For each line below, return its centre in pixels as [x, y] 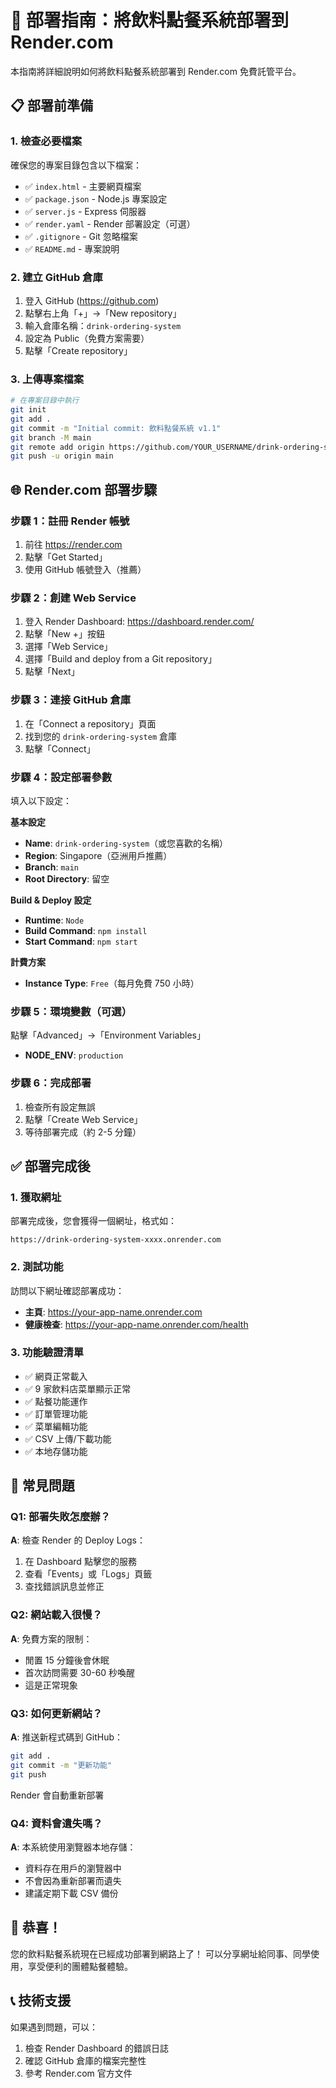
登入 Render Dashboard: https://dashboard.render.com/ [139, 622]
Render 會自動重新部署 [57, 1795]
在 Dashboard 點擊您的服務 [80, 1562]
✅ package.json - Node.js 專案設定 [96, 198]
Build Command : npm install [86, 930]
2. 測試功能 [37, 1267]
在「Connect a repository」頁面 [90, 723]
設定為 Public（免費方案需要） [87, 338]
